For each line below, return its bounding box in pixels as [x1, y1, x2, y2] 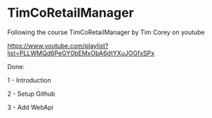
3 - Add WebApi [7, 103, 54, 111]
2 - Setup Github [7, 89, 55, 98]
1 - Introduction [7, 75, 51, 84]
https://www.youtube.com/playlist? [7, 41, 109, 50]
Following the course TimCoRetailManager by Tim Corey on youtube [7, 28, 205, 36]
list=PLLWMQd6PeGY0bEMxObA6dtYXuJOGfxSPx [7, 49, 155, 57]
